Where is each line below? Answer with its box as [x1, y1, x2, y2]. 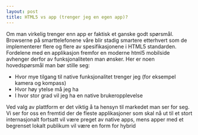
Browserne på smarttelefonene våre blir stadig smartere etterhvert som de [6, 37, 187, 44]
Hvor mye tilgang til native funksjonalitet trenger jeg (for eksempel [14, 73, 176, 80]
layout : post [6, 8, 38, 15]
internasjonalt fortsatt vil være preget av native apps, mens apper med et [6, 116, 184, 123]
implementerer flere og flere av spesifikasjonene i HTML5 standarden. [6, 42, 177, 50]
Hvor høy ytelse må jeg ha [14, 85, 79, 93]
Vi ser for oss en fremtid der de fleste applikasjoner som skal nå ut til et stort [6, 110, 193, 117]
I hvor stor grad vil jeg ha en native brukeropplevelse [14, 92, 143, 99]
